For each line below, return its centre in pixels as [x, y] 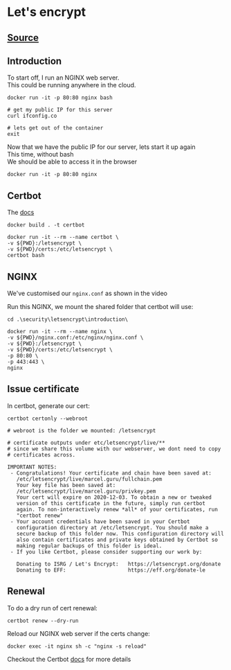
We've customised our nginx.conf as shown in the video [87, 293]
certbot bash [26, 256]
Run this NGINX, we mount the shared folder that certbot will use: [100, 307]
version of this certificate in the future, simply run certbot [111, 503]
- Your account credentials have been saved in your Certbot [100, 521]
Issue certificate [43, 389]
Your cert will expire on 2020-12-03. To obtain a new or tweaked [114, 497]
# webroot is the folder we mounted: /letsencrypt [82, 430]
